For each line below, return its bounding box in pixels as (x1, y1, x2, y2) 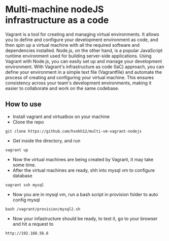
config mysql (12, 197, 40, 203)
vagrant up (5, 147, 28, 153)
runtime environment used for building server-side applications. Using (5, 52, 152, 59)
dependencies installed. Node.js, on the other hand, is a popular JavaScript (5, 47, 163, 53)
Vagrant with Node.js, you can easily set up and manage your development (5, 58, 162, 64)
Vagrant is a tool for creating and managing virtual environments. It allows (5, 31, 160, 37)
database (12, 172, 32, 178)
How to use (5, 100, 42, 109)
